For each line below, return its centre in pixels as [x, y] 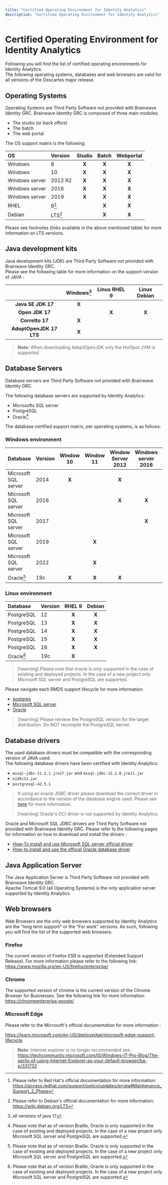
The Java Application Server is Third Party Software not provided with [77, 878]
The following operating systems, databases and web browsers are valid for [83, 75]
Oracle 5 [17, 578]
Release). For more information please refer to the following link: [71, 961]
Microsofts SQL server [35, 405]
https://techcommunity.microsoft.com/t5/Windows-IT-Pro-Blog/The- [88, 1055]
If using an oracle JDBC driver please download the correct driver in [88, 794]
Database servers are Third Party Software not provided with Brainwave [79, 380]
